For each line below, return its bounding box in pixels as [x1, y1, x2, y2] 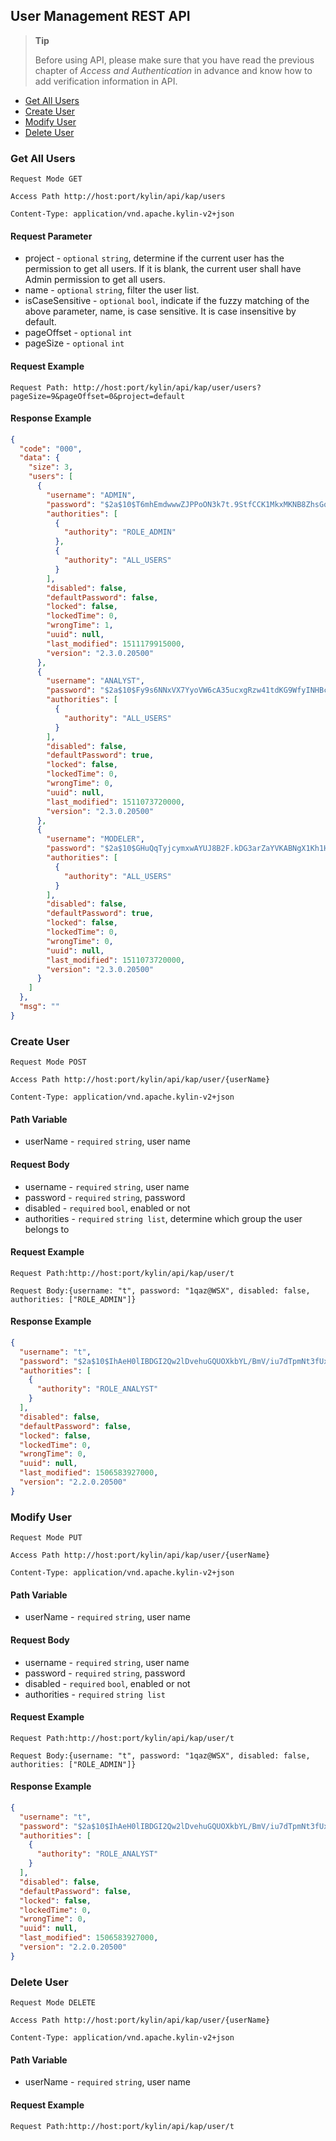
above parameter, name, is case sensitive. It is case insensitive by [24, 305, 297, 318]
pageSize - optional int [24, 337, 125, 349]
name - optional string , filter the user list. [24, 284, 200, 296]
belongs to [24, 1223, 70, 1235]
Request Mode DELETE [10, 1998, 97, 2008]
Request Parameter [10, 230, 93, 242]
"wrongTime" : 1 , [46, 620, 114, 631]
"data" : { [19, 453, 60, 463]
